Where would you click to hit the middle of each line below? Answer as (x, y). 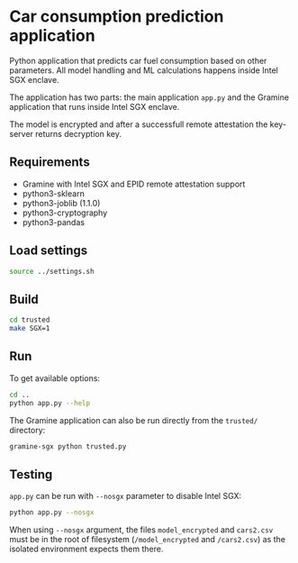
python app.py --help (50, 403)
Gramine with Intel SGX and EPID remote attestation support (134, 184)
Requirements (50, 163)
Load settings (49, 251)
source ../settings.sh (52, 271)
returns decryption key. (78, 133)
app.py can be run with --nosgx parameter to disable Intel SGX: (126, 496)
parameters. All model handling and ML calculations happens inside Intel (144, 70)
